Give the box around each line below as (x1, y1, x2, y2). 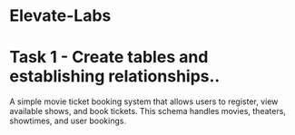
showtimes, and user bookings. (9, 115, 127, 127)
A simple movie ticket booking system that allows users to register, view (9, 96, 279, 107)
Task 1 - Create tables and (9, 47, 209, 68)
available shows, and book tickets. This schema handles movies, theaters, (9, 106, 286, 117)
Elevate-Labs (9, 5, 112, 26)
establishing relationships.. (9, 66, 221, 87)
